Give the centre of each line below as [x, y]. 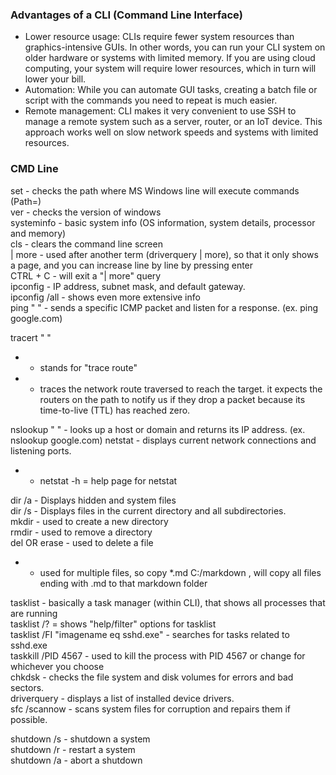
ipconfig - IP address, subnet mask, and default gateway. [128, 286]
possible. [29, 719]
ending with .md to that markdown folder [123, 583]
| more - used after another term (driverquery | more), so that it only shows [164, 254]
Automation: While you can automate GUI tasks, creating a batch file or [171, 90]
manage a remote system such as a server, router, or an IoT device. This [173, 122]
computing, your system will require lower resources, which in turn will [170, 69]
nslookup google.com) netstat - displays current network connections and [163, 440]
